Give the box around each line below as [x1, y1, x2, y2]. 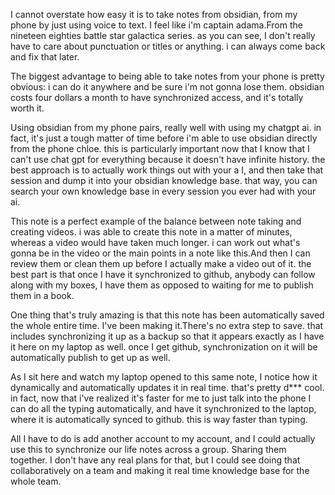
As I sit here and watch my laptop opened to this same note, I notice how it [10, 371, 318, 383]
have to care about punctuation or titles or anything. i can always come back [10, 40, 326, 52]
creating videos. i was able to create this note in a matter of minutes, [10, 226, 293, 238]
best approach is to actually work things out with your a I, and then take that [10, 164, 324, 176]
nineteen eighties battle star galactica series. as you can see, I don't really [10, 30, 316, 41]
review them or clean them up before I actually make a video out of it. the [10, 258, 312, 269]
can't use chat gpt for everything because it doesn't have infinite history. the [10, 154, 326, 165]
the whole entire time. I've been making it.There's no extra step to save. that [10, 320, 324, 331]
